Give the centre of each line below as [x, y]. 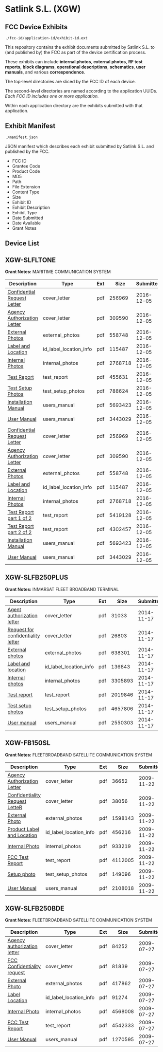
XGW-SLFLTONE [31, 260]
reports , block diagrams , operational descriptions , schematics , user [75, 67]
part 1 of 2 [20, 518]
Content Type [26, 192]
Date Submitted [28, 218]
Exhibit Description [31, 207]
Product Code [26, 171]
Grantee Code [26, 166]
